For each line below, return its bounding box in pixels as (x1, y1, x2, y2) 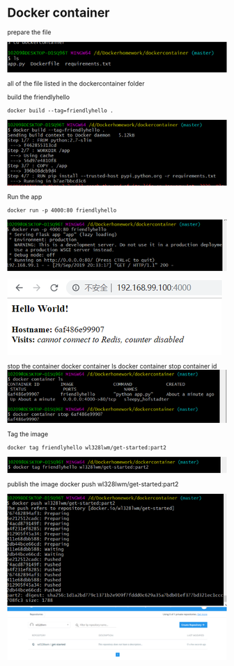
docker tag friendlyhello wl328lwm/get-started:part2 (7, 444, 167, 451)
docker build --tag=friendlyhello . (7, 107, 114, 114)
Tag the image (7, 430, 49, 438)
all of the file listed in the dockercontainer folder (7, 79, 145, 88)
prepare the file (7, 28, 52, 36)
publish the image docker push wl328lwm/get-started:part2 (7, 480, 179, 488)
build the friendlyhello (7, 93, 70, 102)
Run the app (7, 193, 42, 201)
